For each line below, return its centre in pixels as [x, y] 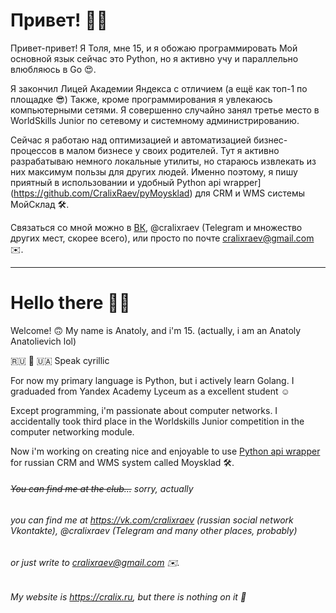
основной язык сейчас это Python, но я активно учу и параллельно [154, 58]
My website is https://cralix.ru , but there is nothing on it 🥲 [128, 597]
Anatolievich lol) [43, 341]
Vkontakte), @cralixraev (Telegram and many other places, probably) [154, 531]
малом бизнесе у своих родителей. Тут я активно [173, 150]
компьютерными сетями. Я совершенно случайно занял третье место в [165, 110]
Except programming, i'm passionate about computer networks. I [144, 410]
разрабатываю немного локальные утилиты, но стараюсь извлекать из [163, 161]
